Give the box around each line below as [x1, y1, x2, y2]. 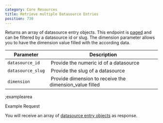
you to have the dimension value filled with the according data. [5, 40, 130, 46]
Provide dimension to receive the [50, 75, 126, 82]
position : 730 [5, 16, 34, 21]
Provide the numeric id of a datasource [50, 59, 140, 66]
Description [89, 52, 117, 58]
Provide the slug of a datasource [50, 68, 125, 74]
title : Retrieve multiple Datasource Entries [5, 12, 98, 17]
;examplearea [5, 94, 33, 100]
